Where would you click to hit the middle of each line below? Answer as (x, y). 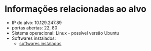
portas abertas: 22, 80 (35, 27)
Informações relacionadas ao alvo (75, 9)
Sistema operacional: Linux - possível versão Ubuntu (65, 33)
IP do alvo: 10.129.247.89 (37, 23)
